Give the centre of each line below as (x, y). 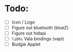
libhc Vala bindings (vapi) (38, 39)
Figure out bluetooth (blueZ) (40, 28)
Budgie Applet (26, 44)
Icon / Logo (23, 22)
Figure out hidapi (29, 33)
